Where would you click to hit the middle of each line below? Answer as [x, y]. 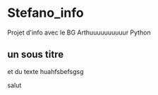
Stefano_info [45, 13]
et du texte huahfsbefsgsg [45, 71]
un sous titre [36, 55]
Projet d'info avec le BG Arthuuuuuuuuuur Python [79, 32]
